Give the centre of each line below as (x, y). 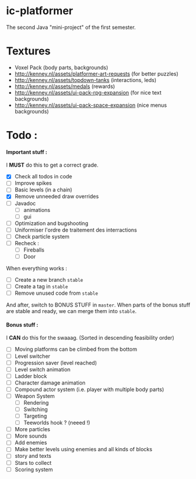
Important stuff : (27, 152)
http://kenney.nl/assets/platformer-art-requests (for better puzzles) (97, 74)
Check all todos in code (43, 177)
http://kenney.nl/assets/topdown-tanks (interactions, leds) (85, 80)
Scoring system (34, 469)
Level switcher (32, 356)
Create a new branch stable (49, 280)
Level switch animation (43, 369)
